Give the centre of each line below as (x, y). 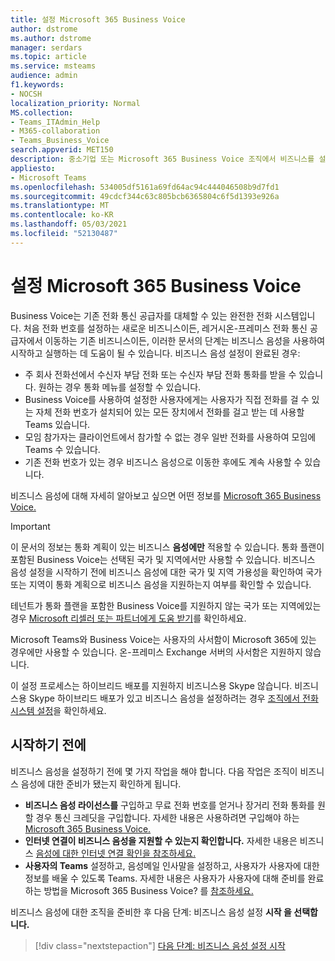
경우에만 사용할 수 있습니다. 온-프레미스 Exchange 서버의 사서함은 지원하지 (156, 652)
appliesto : (33, 168)
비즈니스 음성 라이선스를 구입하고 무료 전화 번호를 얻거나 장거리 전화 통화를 (169, 805)
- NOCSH (26, 94)
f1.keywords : (37, 85)
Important (30, 526)
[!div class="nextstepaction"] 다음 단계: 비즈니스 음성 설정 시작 (160, 945)
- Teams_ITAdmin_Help (55, 122)
